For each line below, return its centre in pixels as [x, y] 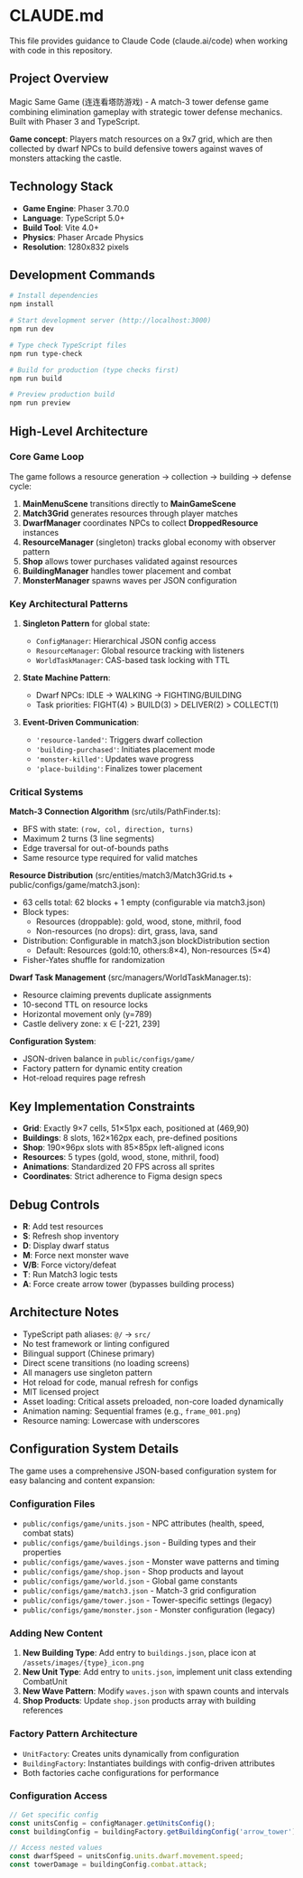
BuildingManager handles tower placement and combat [127, 571]
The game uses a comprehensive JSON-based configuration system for [143, 1471]
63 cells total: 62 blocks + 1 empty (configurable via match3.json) [144, 902]
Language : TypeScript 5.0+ [73, 218]
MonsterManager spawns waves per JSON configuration [129, 580]
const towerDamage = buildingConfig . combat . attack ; [108, 1865]
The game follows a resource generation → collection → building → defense [150, 476]
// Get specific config [54, 1815]
